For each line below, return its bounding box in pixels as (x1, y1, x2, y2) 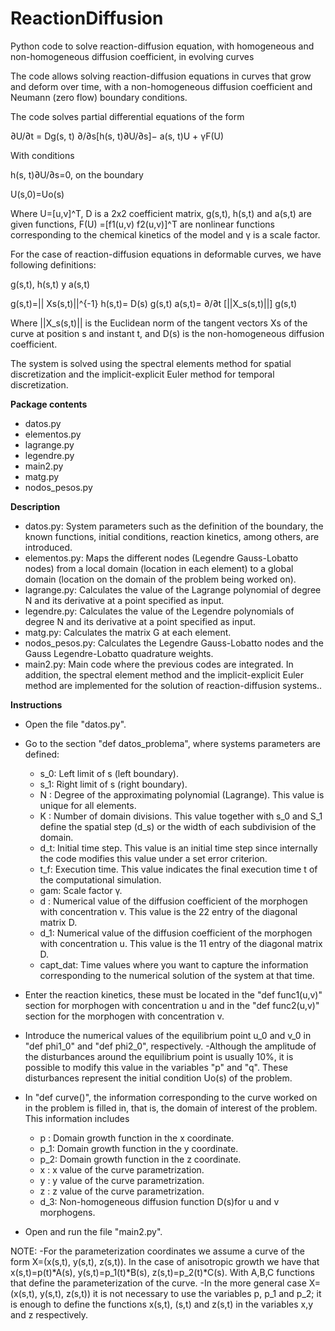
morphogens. (39, 1206, 96, 1218)
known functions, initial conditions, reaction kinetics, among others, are (24, 530, 320, 542)
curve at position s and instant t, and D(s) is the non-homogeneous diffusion (10, 327, 325, 339)
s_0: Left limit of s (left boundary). (39, 767, 179, 779)
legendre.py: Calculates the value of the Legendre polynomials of (24, 605, 295, 617)
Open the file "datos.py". (24, 718, 127, 730)
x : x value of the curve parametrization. (39, 1163, 205, 1176)
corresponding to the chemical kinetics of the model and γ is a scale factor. (10, 228, 321, 241)
